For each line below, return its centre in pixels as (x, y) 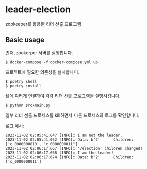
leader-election (38, 9)
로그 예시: (15, 126)
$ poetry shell (21, 81)
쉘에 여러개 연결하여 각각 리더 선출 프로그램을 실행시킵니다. (63, 96)
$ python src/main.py (28, 105)
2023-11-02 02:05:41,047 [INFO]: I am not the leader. (64, 135)
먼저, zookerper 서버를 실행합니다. (40, 52)
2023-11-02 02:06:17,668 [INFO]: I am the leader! (59, 153)
